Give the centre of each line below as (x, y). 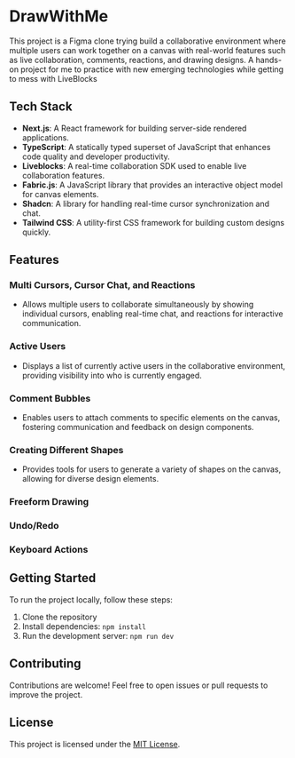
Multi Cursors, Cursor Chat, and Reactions (102, 285)
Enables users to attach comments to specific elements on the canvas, (151, 418)
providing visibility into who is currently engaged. (112, 375)
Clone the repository (59, 617)
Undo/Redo (34, 526)
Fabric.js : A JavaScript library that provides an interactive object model (152, 185)
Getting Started (53, 578)
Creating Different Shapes (66, 450)
